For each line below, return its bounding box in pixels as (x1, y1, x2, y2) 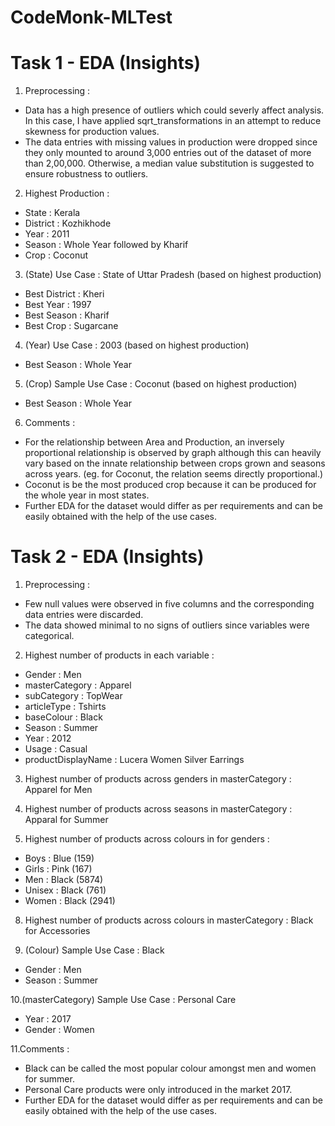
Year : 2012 (24, 732, 72, 745)
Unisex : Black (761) (24, 884, 107, 896)
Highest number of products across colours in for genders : (24, 833, 270, 845)
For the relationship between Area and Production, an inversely (24, 436, 285, 448)
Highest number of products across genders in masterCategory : (24, 773, 292, 785)
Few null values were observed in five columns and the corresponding (24, 598, 315, 610)
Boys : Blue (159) (24, 852, 95, 865)
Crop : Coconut (24, 249, 89, 261)
